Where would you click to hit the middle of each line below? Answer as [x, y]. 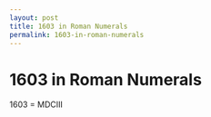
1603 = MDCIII [36, 104]
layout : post [34, 18]
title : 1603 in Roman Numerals [69, 26]
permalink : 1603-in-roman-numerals [77, 34]
